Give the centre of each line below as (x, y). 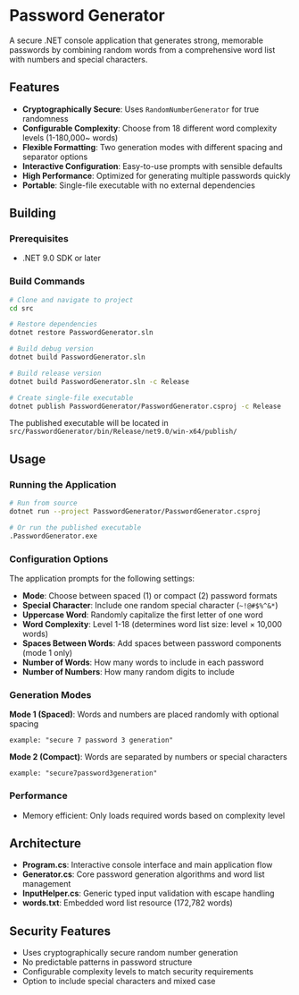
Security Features (60, 931)
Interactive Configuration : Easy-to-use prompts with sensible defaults (152, 166)
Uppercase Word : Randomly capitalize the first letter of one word (142, 615)
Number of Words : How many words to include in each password (143, 662)
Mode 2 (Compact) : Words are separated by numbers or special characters (148, 757)
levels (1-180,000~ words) (70, 137)
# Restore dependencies (54, 324)
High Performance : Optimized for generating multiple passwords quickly (156, 175)
